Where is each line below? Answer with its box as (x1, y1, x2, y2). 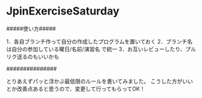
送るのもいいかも (16, 53, 59, 60)
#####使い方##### (6, 25, 56, 32)
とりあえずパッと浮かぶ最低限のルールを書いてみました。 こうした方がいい (6, 77, 194, 85)
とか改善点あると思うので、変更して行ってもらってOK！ (6, 85, 146, 92)
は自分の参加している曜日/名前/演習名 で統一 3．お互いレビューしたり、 (6, 45, 186, 53)
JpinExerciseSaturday (6, 4, 120, 18)
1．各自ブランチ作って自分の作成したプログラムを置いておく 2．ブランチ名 (6, 38, 193, 45)
